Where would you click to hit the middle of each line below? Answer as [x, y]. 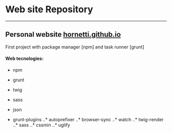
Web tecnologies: [25, 59]
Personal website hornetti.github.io [63, 35]
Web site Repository [49, 9]
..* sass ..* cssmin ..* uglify [41, 125]
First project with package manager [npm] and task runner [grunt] [75, 47]
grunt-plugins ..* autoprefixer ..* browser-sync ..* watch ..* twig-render [88, 119]
